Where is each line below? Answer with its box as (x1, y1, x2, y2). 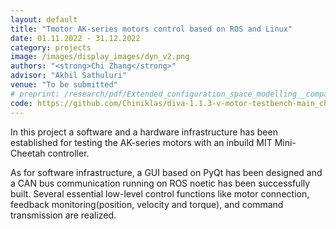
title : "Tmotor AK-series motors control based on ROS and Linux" (10, 24, 293, 34)
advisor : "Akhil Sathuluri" (10, 71, 128, 81)
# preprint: (10, 89, 60, 99)
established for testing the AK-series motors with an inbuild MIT (10, 136, 273, 148)
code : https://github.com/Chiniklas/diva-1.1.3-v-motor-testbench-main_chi (10, 98, 333, 108)
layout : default (10, 14, 78, 25)
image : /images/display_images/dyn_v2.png (10, 52, 190, 62)
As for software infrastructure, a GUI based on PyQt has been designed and (10, 166, 323, 178)
